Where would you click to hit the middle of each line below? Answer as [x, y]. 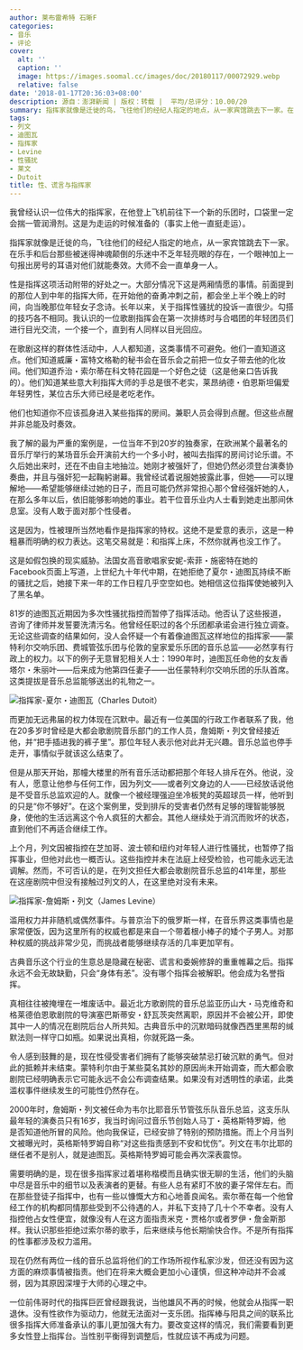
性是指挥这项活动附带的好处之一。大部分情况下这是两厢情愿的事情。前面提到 [151, 284]
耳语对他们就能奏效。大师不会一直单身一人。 [139, 265]
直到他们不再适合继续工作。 [61, 829]
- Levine [26, 152]
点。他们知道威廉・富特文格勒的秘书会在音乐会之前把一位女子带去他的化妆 [147, 360]
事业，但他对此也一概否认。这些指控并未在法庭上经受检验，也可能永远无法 [155, 859]
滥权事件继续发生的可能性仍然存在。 [77, 1090]
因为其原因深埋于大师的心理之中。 [88, 1283]
